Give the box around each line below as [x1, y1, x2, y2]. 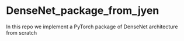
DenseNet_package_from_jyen [6, 4, 159, 17]
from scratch [6, 29, 37, 36]
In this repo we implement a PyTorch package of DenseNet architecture [6, 23, 178, 30]
